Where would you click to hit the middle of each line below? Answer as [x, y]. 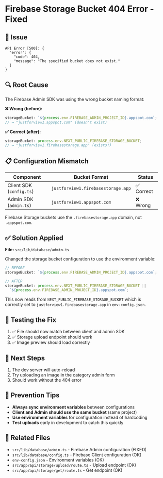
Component [27, 177]
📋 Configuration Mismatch [47, 161]
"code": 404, [27, 57]
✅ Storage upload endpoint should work [52, 337]
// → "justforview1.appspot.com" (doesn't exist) [56, 122]
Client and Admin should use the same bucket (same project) [74, 412]
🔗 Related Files [28, 438]
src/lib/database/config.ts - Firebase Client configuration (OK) [77, 455]
